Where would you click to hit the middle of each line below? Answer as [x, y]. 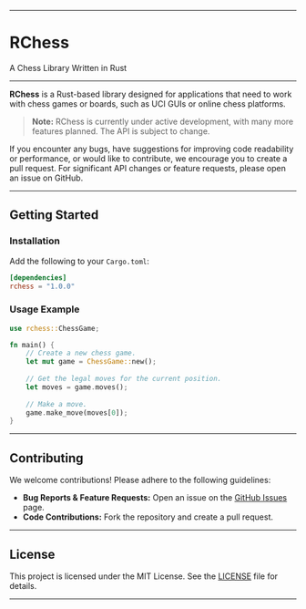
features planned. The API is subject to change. [121, 131]
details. [23, 585]
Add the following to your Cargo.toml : [80, 261]
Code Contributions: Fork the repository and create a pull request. [148, 517]
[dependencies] [38, 278]
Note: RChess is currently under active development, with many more [163, 121]
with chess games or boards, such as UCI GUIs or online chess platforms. [148, 103]
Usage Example [45, 309]
